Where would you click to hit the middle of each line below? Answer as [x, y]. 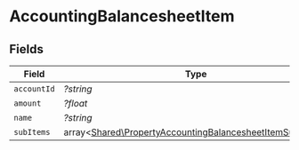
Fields [27, 49]
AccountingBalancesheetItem [122, 16]
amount [28, 103]
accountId [34, 89]
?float [76, 103]
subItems [32, 132]
